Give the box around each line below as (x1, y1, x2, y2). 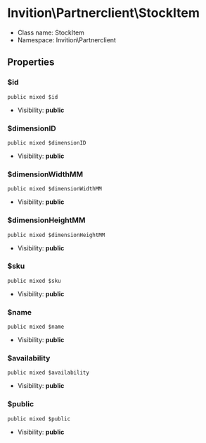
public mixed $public (7, 415, 71, 423)
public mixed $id (7, 93, 58, 100)
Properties (7, 56, 55, 68)
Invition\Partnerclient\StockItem (7, 5, 200, 21)
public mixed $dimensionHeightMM (7, 231, 105, 238)
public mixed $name (7, 323, 65, 331)
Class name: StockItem (17, 28, 84, 37)
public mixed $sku (7, 277, 61, 284)
